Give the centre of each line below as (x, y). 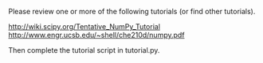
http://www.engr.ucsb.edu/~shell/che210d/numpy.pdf (96, 35)
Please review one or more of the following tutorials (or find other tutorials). (132, 11)
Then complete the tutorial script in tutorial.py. (84, 50)
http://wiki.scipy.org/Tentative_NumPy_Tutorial (84, 26)
